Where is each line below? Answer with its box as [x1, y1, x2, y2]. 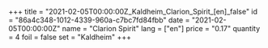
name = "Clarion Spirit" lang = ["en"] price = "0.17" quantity [62, 24, 261, 33]
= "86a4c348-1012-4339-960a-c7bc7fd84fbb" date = [8, 15, 190, 25]
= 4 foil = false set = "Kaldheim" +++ [8, 32, 132, 42]
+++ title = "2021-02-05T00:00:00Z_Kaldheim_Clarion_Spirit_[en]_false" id [8, 7, 257, 16]
